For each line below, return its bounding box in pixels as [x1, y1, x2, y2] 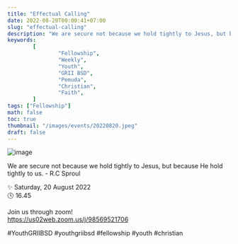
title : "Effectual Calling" [7, 10, 91, 18]
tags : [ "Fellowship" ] [7, 103, 72, 110]
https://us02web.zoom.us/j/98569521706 [7, 215, 129, 223]
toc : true [7, 115, 37, 122]
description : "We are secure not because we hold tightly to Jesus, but [7, 30, 227, 37]
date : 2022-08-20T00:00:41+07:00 [7, 17, 106, 24]
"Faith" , [57, 89, 84, 96]
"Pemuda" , [57, 76, 87, 83]
